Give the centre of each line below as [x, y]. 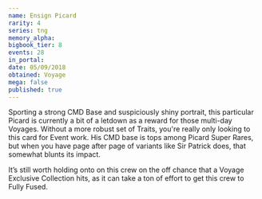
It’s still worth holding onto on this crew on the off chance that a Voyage [126, 170]
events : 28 [26, 53]
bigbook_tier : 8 [35, 45]
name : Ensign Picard [43, 16]
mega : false [28, 82]
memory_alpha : [32, 38]
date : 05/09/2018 [37, 68]
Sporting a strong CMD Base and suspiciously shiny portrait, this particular [131, 112]
